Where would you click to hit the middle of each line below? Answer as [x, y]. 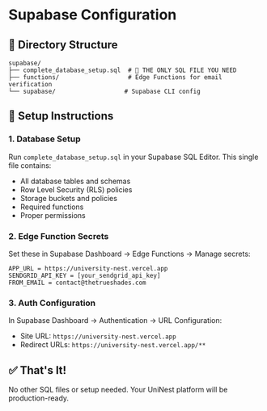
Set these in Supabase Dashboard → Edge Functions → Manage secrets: [129, 254]
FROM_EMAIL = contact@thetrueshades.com [78, 283]
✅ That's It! [38, 370]
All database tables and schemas [75, 181]
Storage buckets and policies [68, 198]
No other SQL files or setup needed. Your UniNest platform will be [118, 390]
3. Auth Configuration [52, 303]
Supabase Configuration [93, 15]
